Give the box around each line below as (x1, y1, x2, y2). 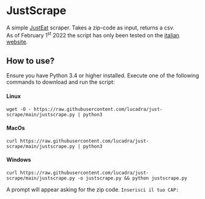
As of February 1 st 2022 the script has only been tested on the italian (6, 30, 179, 39)
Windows (6, 156, 31, 163)
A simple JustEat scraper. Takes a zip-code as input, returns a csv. (6, 24, 174, 31)
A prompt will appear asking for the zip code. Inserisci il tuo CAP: (6, 186, 179, 193)
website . (6, 38, 28, 45)
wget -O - (6, 106, 32, 112)
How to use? (6, 56, 55, 66)
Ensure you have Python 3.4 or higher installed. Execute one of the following (6, 72, 199, 80)
